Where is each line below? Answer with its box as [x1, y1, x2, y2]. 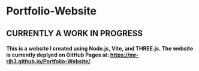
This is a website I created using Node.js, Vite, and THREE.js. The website [6, 45, 194, 52]
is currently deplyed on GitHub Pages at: [6, 51, 110, 58]
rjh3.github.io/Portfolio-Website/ [6, 58, 91, 65]
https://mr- [110, 51, 139, 58]
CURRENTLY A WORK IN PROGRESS [6, 28, 143, 39]
